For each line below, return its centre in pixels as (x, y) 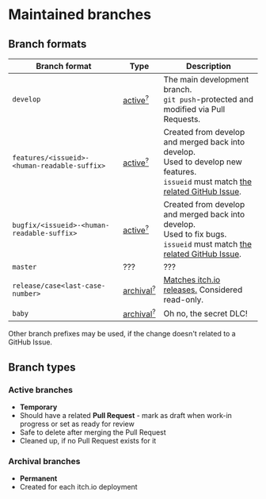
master (25, 267)
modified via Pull (194, 109)
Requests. (182, 119)
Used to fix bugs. (195, 234)
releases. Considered (203, 290)
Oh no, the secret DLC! (205, 313)
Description (209, 66)
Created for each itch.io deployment (78, 487)
